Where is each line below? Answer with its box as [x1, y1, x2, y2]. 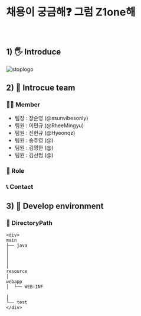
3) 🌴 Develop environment [6, 201, 104, 211]
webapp [6, 279, 22, 285]
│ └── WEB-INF [6, 283, 44, 290]
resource [6, 268, 28, 274]
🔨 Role [6, 167, 25, 175]
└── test [6, 299, 28, 305]
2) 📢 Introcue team [6, 83, 76, 93]
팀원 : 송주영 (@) [14, 137, 54, 144]
